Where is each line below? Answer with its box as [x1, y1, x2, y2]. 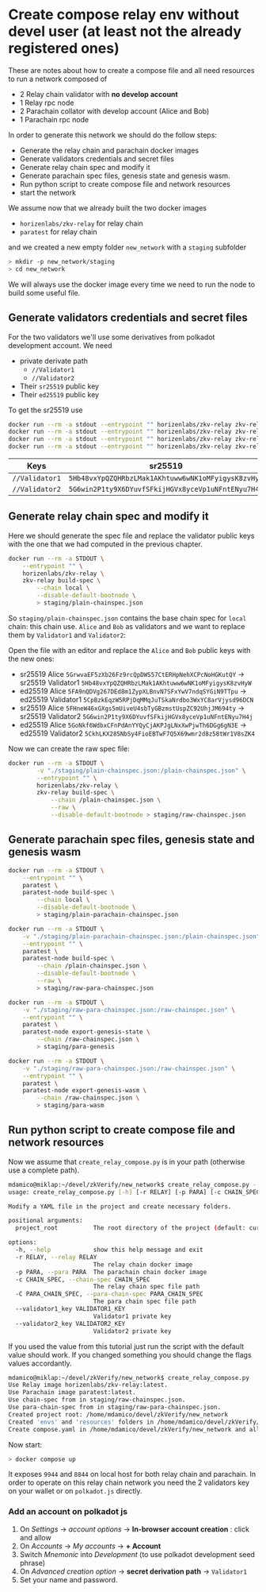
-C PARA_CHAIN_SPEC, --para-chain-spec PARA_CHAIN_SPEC [15, 1290, 203, 1298]
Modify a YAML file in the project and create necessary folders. [8, 1202, 232, 1211]
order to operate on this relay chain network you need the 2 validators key [8, 1478, 250, 1487]
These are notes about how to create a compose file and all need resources [8, 65, 255, 75]
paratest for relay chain [19, 226, 97, 236]
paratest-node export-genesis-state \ [22, 1028, 150, 1036]
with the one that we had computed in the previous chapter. [8, 539, 203, 549]
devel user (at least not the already [8, 22, 242, 41]
